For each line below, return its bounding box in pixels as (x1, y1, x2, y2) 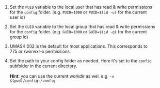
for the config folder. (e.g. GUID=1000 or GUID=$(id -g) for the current (9, 29, 147, 34)
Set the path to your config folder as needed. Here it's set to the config (9, 58, 152, 63)
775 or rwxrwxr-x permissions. (9, 48, 71, 54)
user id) (9, 15, 25, 20)
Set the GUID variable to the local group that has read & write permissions (9, 24, 156, 29)
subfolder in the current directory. (9, 63, 78, 69)
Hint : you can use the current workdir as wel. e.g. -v (9, 73, 114, 79)
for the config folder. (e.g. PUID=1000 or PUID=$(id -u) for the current (9, 9, 147, 15)
